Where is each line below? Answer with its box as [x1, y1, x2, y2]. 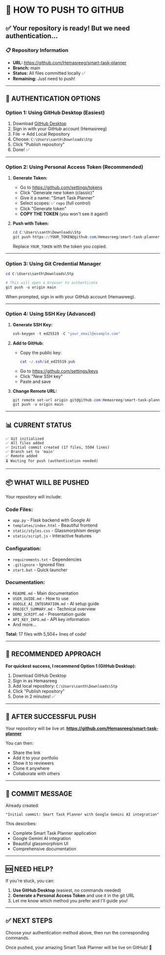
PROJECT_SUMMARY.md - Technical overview [12, 606, 96, 611]
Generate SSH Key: [12, 321, 53, 327]
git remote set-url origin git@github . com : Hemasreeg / [12, 398, 125, 403]
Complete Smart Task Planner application [12, 830, 96, 836]
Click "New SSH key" [20, 373, 63, 379]
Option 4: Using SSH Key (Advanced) [5, 311, 96, 318]
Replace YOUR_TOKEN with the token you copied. [12, 243, 107, 249]
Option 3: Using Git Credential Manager [5, 260, 101, 267]
